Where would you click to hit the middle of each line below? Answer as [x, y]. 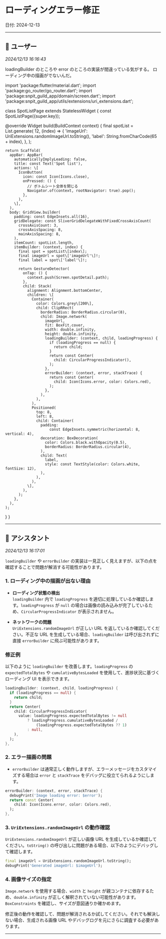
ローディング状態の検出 [36, 593]
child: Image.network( [64, 316]
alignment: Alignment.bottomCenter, [65, 290]
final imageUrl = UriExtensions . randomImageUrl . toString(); [68, 861]
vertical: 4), [20, 434]
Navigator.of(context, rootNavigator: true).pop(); [81, 191]
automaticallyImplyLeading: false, [51, 159]
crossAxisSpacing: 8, [41, 230]
